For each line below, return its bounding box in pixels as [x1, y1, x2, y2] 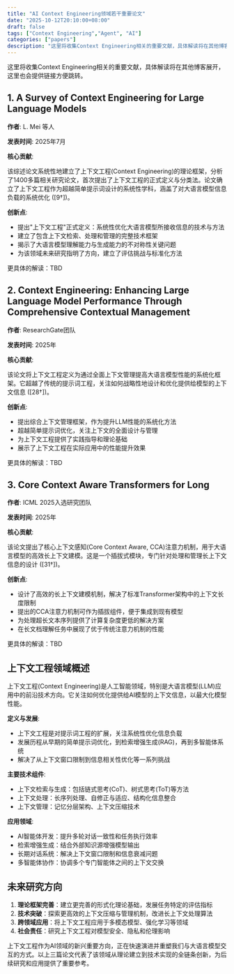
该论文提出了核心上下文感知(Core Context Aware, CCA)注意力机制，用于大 [7, 543, 221, 552]
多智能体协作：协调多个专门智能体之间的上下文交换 [17, 858, 164, 866]
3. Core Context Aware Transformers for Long [7, 479, 210, 491]
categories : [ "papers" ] [7, 36, 77, 43]
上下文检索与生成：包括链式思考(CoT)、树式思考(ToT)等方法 [17, 785, 189, 793]
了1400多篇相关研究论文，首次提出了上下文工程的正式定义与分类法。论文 [7, 175, 217, 184]
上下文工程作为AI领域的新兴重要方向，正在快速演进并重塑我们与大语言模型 [7, 942, 221, 950]
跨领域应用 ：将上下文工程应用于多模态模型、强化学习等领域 [17, 918, 189, 927]
